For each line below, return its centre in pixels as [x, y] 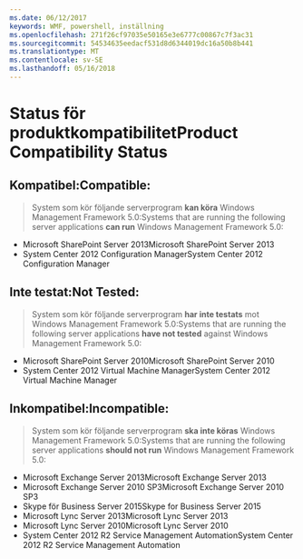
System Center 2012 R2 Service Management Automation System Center [158, 535]
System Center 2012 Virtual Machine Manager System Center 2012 [146, 370]
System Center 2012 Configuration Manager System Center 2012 [142, 254]
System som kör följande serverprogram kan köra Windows [143, 207]
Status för [48, 114]
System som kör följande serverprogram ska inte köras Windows [153, 430]
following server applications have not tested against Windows [150, 334]
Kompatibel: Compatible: [80, 186]
